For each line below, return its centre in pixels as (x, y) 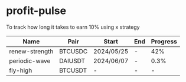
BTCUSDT (73, 70)
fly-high (21, 70)
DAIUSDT (72, 61)
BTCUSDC (73, 51)
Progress (164, 41)
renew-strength (31, 51)
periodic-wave (30, 61)
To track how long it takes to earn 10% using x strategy (73, 27)
